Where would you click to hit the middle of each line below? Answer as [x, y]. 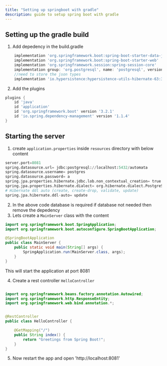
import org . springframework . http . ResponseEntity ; [58, 299]
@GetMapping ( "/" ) [32, 330]
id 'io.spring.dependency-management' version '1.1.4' [72, 116]
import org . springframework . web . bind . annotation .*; [60, 303]
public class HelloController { [39, 321]
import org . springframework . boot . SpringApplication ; [61, 224]
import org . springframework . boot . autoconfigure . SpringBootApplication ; [81, 229]
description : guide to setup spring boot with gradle [62, 14]
